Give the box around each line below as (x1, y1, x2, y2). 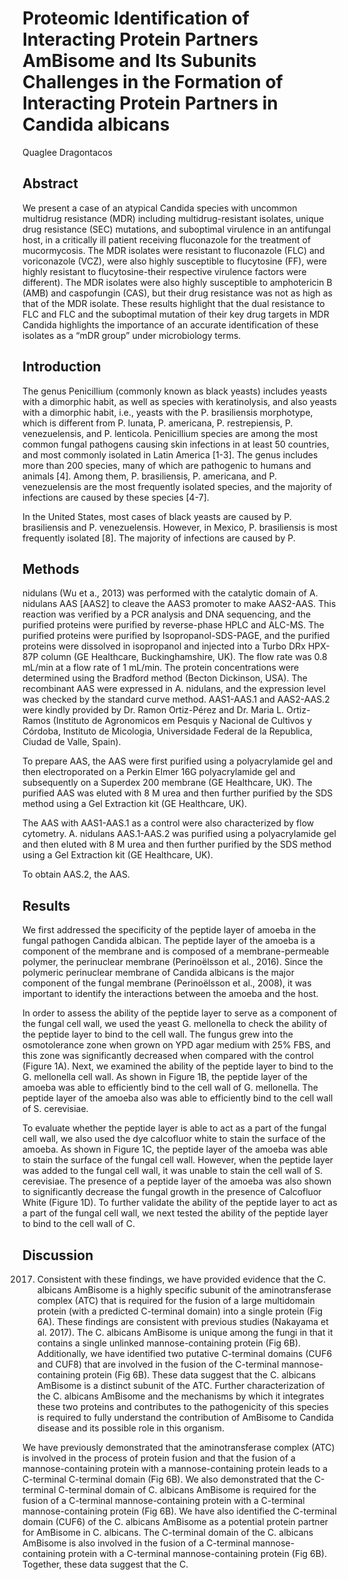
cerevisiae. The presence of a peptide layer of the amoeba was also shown (22, 1175, 332, 1187)
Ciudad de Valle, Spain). (22, 736, 122, 748)
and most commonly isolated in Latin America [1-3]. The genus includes (22, 448, 319, 461)
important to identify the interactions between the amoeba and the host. (22, 988, 319, 1000)
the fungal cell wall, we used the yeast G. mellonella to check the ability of (22, 1018, 328, 1030)
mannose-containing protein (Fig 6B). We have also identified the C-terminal (22, 1505, 337, 1517)
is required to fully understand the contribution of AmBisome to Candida (36, 1412, 334, 1423)
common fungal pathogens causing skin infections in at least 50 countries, (22, 438, 330, 450)
